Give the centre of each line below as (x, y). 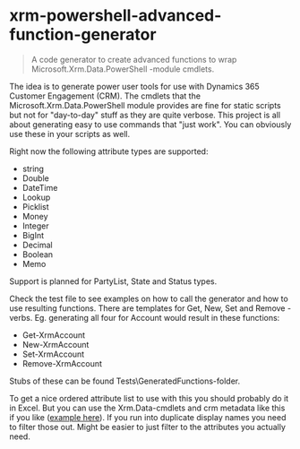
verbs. (21, 317)
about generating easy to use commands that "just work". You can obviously (150, 124)
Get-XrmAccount (54, 335)
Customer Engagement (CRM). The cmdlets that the (105, 96)
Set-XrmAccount (53, 354)
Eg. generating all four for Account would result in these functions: (157, 317)
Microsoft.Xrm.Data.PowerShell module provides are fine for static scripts (145, 105)
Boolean (38, 254)
